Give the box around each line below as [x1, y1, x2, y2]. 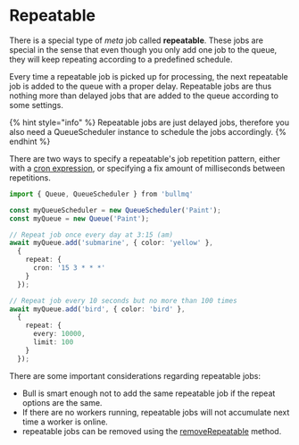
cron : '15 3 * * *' [32, 264, 105, 273]
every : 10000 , [32, 330, 87, 339]
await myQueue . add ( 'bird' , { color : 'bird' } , [9, 305, 186, 314]
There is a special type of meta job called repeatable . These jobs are [9, 35, 263, 46]
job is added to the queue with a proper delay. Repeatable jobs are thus [9, 80, 272, 91]
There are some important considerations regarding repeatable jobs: [9, 370, 262, 381]
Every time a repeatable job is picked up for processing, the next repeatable [9, 71, 288, 81]
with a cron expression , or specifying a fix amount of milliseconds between [9, 163, 286, 173]
